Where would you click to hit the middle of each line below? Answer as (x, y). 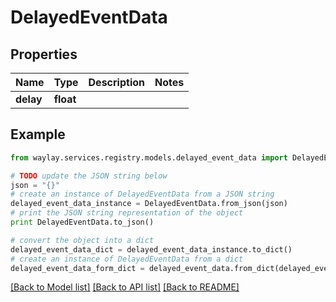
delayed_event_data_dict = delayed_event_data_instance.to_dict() (151, 249)
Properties (44, 54)
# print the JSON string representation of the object (127, 213)
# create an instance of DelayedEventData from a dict (127, 259)
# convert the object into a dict (82, 240)
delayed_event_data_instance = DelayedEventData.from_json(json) (149, 204)
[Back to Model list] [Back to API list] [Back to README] (125, 287)
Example (38, 134)
